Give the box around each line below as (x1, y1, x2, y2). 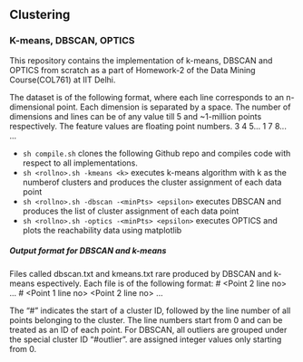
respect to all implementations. (22, 157, 139, 168)
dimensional (9, 101, 55, 112)
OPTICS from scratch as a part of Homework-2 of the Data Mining (9, 64, 256, 75)
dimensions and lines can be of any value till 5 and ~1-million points (9, 110, 262, 121)
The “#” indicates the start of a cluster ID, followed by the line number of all (9, 305, 291, 316)
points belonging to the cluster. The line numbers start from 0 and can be (9, 314, 283, 325)
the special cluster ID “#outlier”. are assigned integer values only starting (9, 334, 282, 345)
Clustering (9, 7, 71, 23)
